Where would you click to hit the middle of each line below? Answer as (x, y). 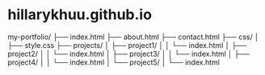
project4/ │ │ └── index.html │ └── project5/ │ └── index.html (114, 62)
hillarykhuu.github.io (80, 15)
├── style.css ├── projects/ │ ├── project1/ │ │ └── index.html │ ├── (127, 45)
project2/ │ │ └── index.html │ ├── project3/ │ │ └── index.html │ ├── (128, 53)
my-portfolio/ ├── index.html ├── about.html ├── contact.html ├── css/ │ (133, 37)
